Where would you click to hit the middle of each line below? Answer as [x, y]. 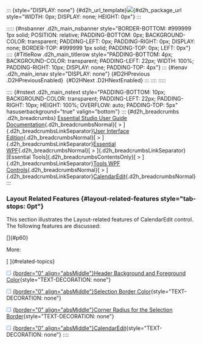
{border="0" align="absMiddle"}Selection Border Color [82, 292]
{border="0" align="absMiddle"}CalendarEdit [70, 328]
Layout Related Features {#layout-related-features [83, 198]
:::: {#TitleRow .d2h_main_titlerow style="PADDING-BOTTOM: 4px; [90, 54]
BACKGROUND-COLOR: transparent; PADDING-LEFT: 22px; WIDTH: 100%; [100, 61]
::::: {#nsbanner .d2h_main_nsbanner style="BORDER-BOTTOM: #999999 [99, 28]
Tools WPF [107, 163]
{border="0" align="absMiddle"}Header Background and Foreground [99, 273]
